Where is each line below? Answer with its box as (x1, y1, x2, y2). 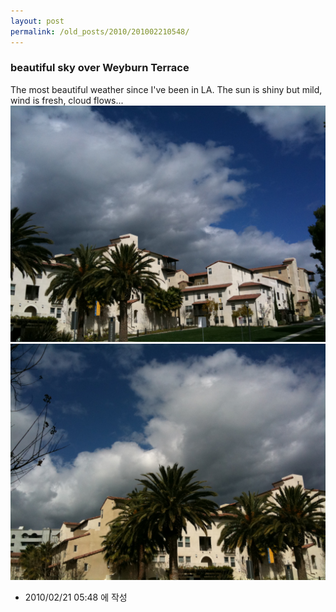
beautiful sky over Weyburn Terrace (10, 61, 190, 75)
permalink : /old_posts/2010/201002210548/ (10, 26, 190, 37)
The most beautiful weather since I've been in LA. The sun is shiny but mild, (10, 83, 323, 95)
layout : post (10, 16, 65, 26)
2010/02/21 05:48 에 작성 (24, 591, 128, 603)
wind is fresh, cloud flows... (10, 94, 124, 106)
